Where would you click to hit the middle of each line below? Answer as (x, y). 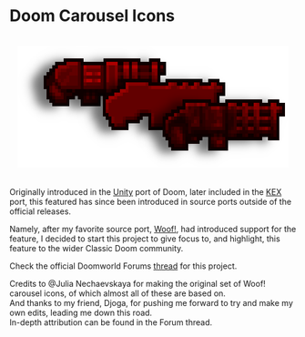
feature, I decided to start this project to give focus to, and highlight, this (145, 239)
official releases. (40, 211)
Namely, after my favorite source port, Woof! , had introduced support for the (153, 229)
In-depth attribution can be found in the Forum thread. (111, 322)
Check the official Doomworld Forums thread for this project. (123, 266)
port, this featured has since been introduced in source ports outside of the (151, 201)
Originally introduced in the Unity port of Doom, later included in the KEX (146, 191)
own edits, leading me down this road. (81, 312)
